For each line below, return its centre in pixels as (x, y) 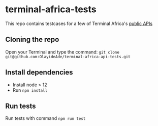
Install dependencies (39, 72)
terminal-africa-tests (51, 9)
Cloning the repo (32, 40)
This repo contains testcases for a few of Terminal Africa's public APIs (79, 23)
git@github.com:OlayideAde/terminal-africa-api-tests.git (68, 57)
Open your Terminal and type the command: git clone (62, 52)
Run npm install (30, 90)
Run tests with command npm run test (45, 118)
